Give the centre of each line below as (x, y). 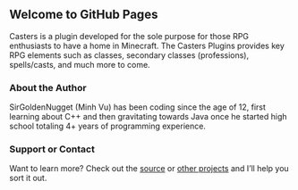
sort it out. (28, 178)
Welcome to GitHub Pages (84, 15)
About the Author (48, 87)
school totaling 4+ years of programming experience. (107, 126)
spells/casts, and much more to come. (80, 64)
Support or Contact (52, 149)
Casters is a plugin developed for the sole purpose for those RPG (129, 36)
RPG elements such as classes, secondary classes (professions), (129, 55)
